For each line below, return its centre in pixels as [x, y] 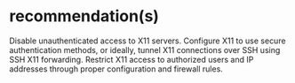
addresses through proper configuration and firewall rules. [116, 69]
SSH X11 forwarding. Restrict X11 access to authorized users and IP [132, 59]
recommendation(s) [84, 16]
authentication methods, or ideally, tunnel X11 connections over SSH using [145, 49]
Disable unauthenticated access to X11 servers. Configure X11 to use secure [147, 41]
